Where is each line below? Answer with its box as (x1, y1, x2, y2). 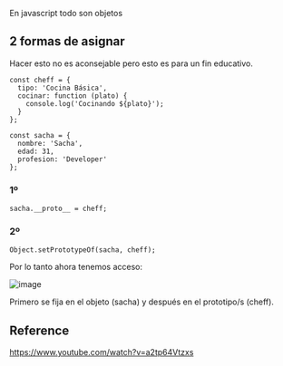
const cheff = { (9, 75, 71, 84)
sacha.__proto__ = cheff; (9, 204, 107, 214)
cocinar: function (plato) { (17, 91, 128, 101)
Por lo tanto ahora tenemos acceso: (9, 262, 143, 273)
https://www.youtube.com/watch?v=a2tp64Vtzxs (9, 347, 194, 358)
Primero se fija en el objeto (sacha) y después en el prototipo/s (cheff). (9, 296, 275, 307)
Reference (9, 323, 70, 338)
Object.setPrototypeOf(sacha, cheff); (9, 246, 156, 255)
